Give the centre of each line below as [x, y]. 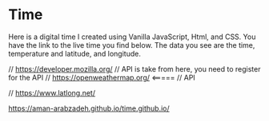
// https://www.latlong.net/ [52, 92]
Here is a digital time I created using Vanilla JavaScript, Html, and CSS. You [132, 37]
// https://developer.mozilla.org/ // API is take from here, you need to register [134, 68]
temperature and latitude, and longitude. [75, 53]
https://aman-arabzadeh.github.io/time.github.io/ [89, 108]
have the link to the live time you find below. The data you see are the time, [132, 45]
